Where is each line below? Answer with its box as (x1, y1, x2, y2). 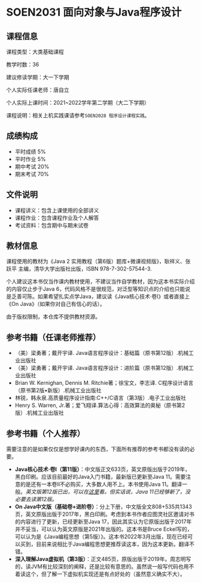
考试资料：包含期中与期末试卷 (14, 221, 89, 229)
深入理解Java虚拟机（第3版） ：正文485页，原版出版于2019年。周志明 (14, 555, 187, 563)
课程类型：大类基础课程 (6, 48, 64, 55)
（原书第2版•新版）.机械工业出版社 (14, 387, 102, 394)
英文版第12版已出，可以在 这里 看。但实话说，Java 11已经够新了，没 (25, 488, 190, 496)
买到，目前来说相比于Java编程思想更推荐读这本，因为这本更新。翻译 (20, 541, 190, 548)
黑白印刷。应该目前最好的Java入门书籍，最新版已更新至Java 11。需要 (14, 473, 186, 481)
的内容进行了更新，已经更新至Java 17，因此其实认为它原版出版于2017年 (14, 518, 192, 526)
